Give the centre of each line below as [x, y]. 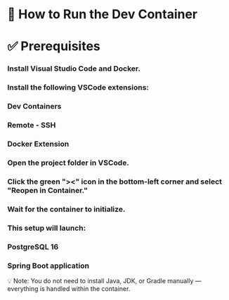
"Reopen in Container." [47, 190]
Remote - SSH [32, 125]
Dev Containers [34, 107]
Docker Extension [38, 144]
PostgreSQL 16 [33, 247]
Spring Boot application [48, 266]
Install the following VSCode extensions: [78, 88]
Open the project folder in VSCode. [68, 163]
